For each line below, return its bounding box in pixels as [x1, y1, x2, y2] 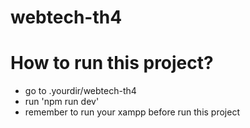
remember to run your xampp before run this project [24, 106, 240, 118]
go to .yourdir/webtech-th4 [24, 85, 137, 97]
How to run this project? [10, 52, 214, 75]
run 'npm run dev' [24, 96, 100, 108]
